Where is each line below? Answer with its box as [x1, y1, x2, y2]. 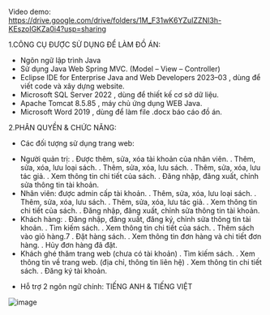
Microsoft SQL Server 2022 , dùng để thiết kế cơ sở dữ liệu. [19, 90, 219, 100]
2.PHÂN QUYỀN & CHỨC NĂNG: [8, 123, 117, 132]
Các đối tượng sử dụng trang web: [19, 138, 135, 148]
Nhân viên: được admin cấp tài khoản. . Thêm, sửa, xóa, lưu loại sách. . [19, 189, 257, 198]
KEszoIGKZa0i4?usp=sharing [8, 24, 107, 33]
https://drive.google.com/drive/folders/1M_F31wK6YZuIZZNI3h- [8, 15, 222, 25]
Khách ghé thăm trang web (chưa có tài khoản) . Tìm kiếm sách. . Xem [19, 249, 255, 258]
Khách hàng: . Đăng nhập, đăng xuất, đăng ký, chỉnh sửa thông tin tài [19, 215, 251, 223]
